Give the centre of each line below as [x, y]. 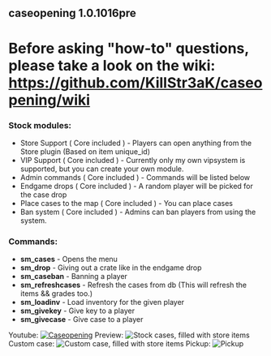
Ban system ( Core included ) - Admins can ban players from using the [138, 212]
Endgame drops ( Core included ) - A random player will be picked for [136, 186]
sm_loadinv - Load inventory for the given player [102, 302]
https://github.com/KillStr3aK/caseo [135, 82]
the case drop [43, 195]
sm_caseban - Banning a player [74, 277]
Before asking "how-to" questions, [129, 48]
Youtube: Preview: [66, 335]
